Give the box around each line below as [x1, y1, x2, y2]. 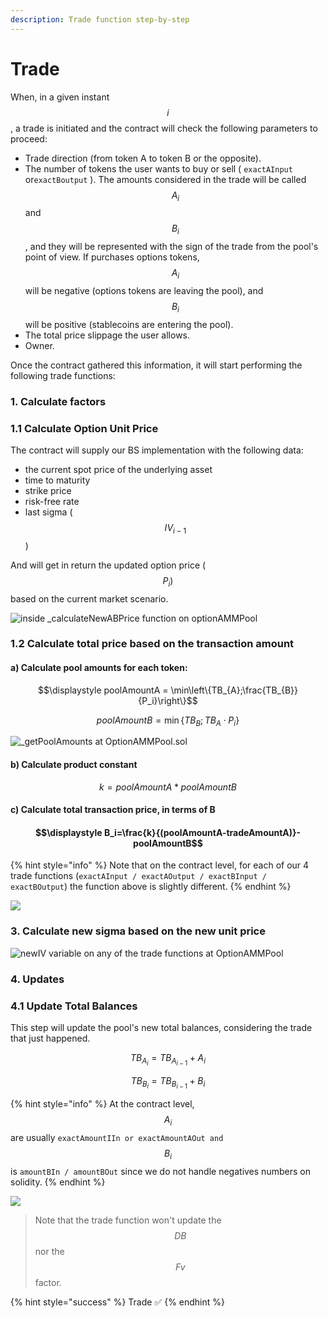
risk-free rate [24, 495, 80, 507]
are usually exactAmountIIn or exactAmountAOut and [10, 1132, 224, 1144]
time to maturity [24, 474, 91, 486]
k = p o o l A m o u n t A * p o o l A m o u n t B [99, 781, 237, 793]
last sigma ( [24, 506, 73, 518]
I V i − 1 [164, 521, 187, 536]
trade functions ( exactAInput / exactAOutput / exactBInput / [10, 870, 267, 882]
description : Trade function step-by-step [10, 14, 190, 25]
